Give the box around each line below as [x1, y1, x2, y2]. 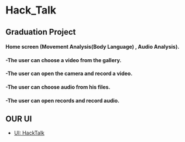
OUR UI [5, 114, 32, 124]
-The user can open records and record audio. [5, 97, 120, 104]
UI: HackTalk [13, 130, 45, 137]
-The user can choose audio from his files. [5, 83, 111, 90]
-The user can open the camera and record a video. [5, 70, 133, 77]
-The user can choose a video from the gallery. [5, 56, 122, 63]
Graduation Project [5, 27, 76, 37]
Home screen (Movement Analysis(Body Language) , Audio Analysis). [5, 43, 180, 50]
